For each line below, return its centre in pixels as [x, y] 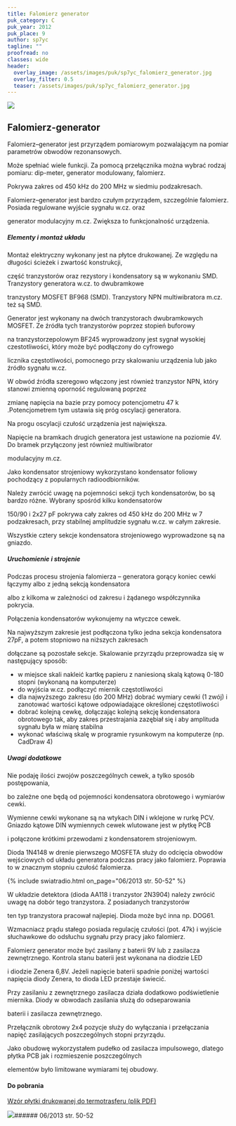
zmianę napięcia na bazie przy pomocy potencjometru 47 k [93, 403]
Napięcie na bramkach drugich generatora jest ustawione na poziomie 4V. [114, 437]
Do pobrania [26, 1085]
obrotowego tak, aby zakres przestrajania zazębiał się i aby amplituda [118, 719]
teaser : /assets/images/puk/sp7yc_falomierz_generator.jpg [102, 86]
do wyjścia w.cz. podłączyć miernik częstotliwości [90, 689]
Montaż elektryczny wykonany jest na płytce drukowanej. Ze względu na [112, 255]
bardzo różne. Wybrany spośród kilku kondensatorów [85, 500]
